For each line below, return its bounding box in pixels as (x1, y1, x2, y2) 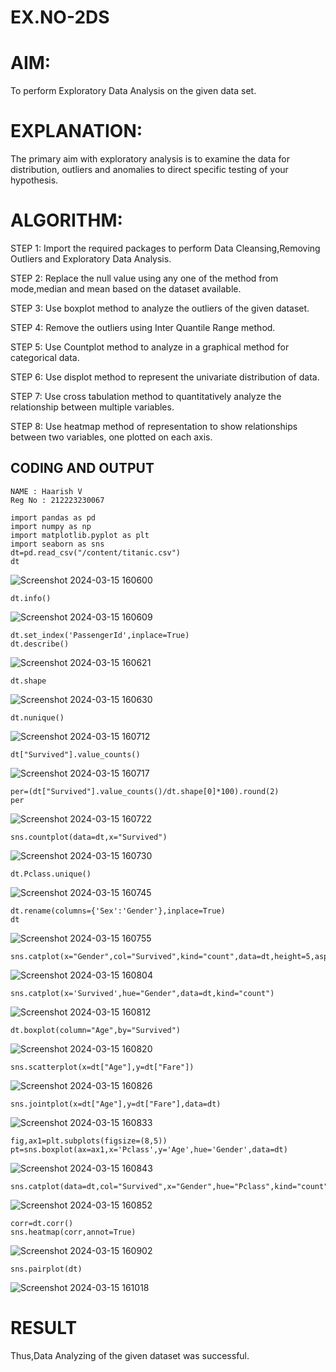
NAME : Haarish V (10, 486, 83, 496)
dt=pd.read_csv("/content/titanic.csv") (10, 547, 182, 558)
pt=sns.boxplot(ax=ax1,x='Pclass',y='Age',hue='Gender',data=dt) (10, 1144, 288, 1155)
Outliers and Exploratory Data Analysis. (10, 253, 172, 265)
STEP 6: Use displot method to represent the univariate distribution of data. (10, 371, 320, 383)
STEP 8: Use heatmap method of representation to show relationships (10, 421, 298, 432)
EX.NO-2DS (10, 6, 110, 29)
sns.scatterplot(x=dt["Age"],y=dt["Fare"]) (10, 1062, 195, 1072)
